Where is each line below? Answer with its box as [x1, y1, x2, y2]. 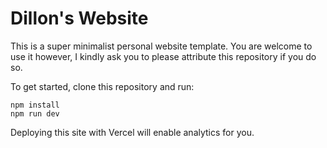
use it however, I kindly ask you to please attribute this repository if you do [10, 50, 317, 62]
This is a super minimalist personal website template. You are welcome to [10, 40, 313, 52]
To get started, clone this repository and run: [10, 80, 195, 92]
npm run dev [10, 108, 60, 119]
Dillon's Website [10, 7, 149, 30]
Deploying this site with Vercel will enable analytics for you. [10, 126, 255, 138]
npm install [10, 100, 60, 110]
